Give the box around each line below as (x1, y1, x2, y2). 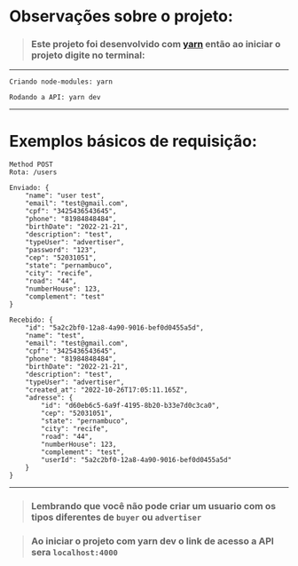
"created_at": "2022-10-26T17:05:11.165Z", (25, 386, 189, 395)
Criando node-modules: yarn (9, 77, 114, 86)
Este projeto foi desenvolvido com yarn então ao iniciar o (30, 38, 281, 51)
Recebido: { (9, 315, 53, 325)
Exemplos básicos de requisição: (9, 131, 257, 151)
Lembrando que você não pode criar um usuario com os (30, 500, 277, 513)
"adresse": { (25, 394, 74, 403)
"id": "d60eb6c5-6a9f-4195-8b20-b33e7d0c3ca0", (41, 402, 220, 411)
